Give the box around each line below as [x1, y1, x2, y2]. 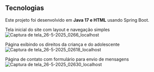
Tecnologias [5, 4, 44, 12]
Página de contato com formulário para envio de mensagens [5, 56, 129, 62]
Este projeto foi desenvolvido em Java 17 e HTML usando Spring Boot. [5, 17, 150, 23]
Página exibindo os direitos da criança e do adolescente [5, 41, 120, 47]
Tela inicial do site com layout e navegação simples [5, 27, 110, 33]
